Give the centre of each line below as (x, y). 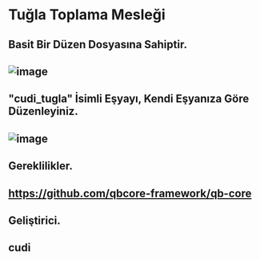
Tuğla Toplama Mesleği (87, 15)
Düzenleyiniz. (43, 111)
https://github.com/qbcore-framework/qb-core (130, 193)
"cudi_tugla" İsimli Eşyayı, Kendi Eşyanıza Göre (129, 99)
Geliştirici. (35, 220)
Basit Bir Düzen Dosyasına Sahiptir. (98, 45)
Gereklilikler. (41, 166)
